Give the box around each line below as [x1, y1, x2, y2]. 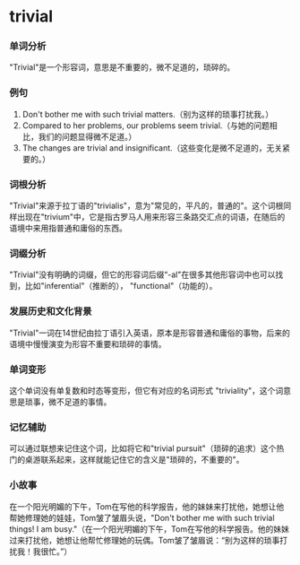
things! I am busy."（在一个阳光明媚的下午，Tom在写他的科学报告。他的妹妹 [9, 523, 289, 535]
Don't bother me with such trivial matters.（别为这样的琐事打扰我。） [21, 109, 274, 119]
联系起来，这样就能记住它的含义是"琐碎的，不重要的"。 [39, 455, 244, 465]
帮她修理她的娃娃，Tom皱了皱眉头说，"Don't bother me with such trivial [9, 512, 275, 523]
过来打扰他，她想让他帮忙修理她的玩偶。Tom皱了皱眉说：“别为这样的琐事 [9, 535, 280, 545]
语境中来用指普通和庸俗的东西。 [9, 222, 127, 234]
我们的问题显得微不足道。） [38, 131, 137, 142]
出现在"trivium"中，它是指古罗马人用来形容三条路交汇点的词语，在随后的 [16, 212, 286, 222]
